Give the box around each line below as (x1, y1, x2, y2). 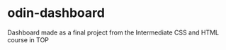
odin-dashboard (7, 5, 105, 21)
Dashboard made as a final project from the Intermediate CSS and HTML (7, 28, 220, 37)
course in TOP (7, 35, 50, 44)
